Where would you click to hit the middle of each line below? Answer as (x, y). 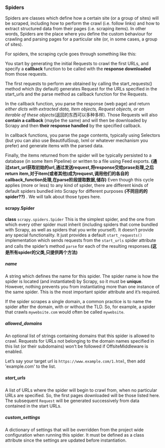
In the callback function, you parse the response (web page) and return (78, 104)
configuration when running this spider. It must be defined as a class (75, 435)
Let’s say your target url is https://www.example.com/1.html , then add (75, 361)
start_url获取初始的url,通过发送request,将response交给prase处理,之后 (82, 168)
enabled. (14, 352)
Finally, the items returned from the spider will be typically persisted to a (78, 155)
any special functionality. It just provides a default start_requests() (74, 235)
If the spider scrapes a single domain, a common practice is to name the (78, 302)
